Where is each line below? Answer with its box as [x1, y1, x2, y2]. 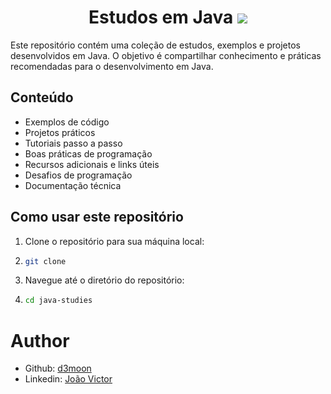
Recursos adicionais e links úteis [24, 158, 160, 170]
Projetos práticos [24, 126, 96, 138]
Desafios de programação [24, 169, 133, 181]
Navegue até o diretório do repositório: [24, 274, 185, 286]
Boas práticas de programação [24, 147, 153, 160]
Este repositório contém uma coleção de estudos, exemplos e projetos [10, 39, 301, 51]
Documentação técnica [24, 179, 122, 191]
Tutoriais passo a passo [24, 137, 123, 149]
